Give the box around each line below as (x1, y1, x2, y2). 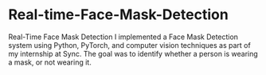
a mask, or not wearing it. (8, 57, 92, 67)
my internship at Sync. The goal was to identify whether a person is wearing (8, 49, 259, 58)
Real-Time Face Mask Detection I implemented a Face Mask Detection (8, 32, 239, 41)
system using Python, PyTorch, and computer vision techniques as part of (8, 40, 251, 49)
